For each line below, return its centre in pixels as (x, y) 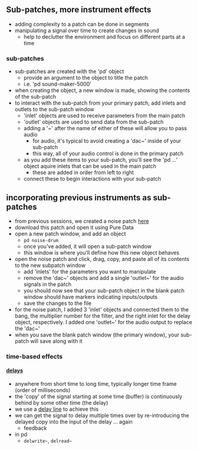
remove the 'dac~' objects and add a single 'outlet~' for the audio (103, 278)
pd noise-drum (41, 240)
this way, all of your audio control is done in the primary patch (108, 153)
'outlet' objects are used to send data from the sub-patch (94, 122)
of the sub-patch (35, 97)
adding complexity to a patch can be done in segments (82, 24)
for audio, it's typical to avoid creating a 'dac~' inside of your (107, 141)
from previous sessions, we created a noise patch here (82, 221)
